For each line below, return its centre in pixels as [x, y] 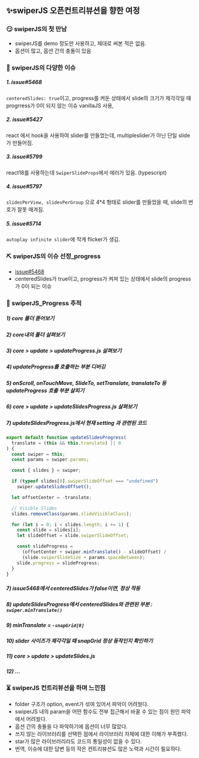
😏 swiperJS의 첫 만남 [37, 29]
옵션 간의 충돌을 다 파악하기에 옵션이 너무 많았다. [71, 726]
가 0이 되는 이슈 [33, 286]
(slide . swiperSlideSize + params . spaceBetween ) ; [83, 557]
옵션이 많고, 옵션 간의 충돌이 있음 [53, 51]
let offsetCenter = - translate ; [52, 497]
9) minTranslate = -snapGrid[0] [45, 625]
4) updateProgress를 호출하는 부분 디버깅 [56, 367]
